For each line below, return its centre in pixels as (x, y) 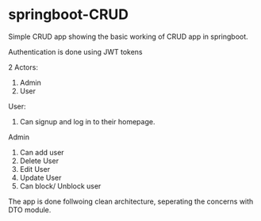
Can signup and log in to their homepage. (87, 121)
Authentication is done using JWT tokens (75, 51)
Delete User (39, 161)
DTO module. (30, 210)
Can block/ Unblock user (60, 186)
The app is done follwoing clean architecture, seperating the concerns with (131, 201)
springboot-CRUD (69, 15)
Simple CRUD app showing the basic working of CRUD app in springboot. (128, 36)
